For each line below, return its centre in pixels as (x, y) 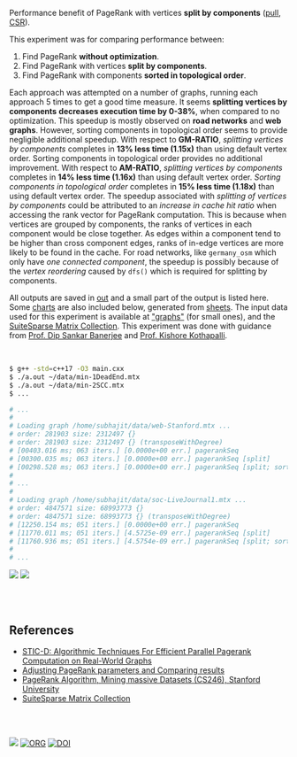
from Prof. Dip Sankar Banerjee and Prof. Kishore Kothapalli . (118, 335)
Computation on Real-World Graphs (87, 660)
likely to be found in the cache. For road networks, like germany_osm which (143, 252)
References (42, 630)
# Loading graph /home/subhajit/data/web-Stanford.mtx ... (120, 426)
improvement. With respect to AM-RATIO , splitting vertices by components (146, 168)
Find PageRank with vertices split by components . (114, 66)
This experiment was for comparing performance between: (117, 39)
